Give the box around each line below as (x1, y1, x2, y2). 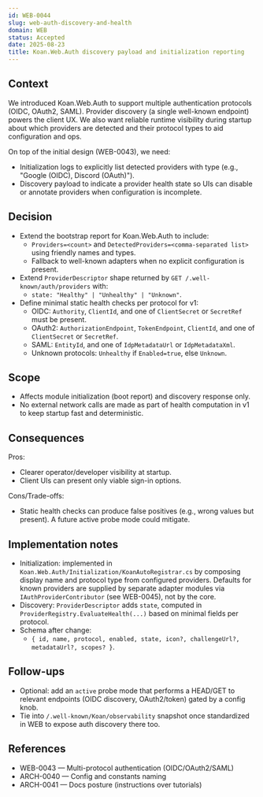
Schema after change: (19, 625, 92, 635)
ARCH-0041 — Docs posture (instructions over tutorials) (19, 780, 202, 789)
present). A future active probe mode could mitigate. (19, 515, 191, 525)
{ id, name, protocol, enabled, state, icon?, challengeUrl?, (31, 636, 240, 643)
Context (8, 77, 49, 91)
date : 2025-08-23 (8, 41, 65, 49)
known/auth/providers (19, 283, 91, 291)
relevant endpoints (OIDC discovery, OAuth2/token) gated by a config (19, 694, 246, 703)
